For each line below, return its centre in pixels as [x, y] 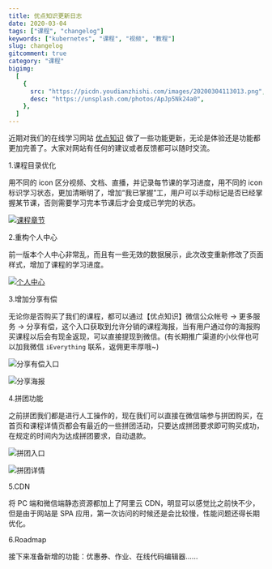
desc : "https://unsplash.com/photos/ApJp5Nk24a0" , [117, 99]
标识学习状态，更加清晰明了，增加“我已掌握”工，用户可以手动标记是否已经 [132, 193]
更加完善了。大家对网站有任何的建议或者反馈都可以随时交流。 [111, 148]
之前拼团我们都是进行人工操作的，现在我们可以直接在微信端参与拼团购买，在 [136, 415]
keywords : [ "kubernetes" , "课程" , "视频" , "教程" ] [92, 39]
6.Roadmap [28, 539]
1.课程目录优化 [32, 165]
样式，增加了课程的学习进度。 [58, 265]
